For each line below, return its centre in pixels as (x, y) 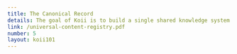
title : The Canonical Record (50, 14)
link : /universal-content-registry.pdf (66, 27)
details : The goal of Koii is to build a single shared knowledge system (119, 20)
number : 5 (22, 33)
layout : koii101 (31, 40)
